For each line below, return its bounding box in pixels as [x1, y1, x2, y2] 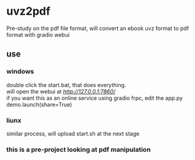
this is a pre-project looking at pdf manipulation [6, 145, 151, 154]
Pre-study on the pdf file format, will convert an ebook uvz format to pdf [6, 25, 189, 32]
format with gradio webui [6, 31, 70, 38]
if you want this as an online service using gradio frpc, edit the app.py [6, 94, 183, 102]
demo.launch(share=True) [6, 101, 72, 108]
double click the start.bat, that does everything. [6, 81, 126, 88]
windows [6, 67, 34, 76]
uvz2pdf [6, 4, 51, 18]
